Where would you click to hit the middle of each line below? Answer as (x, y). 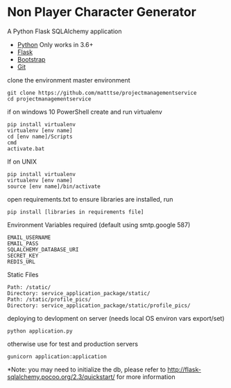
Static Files (23, 274)
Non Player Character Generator (102, 12)
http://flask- (184, 369)
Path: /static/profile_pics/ (49, 299)
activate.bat (26, 149)
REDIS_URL (22, 262)
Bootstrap (31, 59)
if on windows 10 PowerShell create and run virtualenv (85, 112)
